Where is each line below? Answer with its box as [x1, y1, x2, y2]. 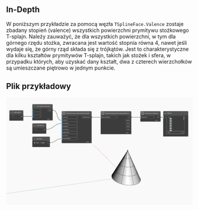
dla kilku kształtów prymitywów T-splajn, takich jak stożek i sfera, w [6, 51, 171, 58]
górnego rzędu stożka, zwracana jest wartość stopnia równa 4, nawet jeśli [6, 39, 187, 46]
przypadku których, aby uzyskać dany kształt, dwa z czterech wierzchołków [6, 58, 192, 65]
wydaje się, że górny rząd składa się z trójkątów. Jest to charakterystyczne [6, 45, 189, 52]
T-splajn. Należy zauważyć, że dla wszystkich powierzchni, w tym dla [6, 32, 176, 40]
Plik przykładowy [6, 81, 72, 91]
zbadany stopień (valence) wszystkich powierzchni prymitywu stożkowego [6, 27, 189, 34]
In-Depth [6, 5, 40, 15]
